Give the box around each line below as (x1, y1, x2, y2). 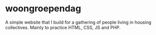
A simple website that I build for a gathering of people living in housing (5, 19, 152, 25)
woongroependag (5, 3, 82, 14)
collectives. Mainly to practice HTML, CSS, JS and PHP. (5, 24, 121, 30)
